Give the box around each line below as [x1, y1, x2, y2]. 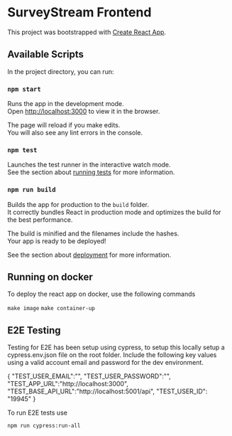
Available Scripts [7, 48, 84, 60]
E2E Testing [7, 324, 62, 336]
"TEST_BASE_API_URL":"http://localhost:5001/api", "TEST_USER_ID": [7, 387, 208, 395]
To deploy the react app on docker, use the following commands [7, 289, 196, 299]
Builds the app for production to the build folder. [7, 200, 150, 208]
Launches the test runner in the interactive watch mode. [7, 161, 172, 169]
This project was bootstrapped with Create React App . [7, 28, 167, 36]
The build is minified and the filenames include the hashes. [7, 229, 179, 238]
